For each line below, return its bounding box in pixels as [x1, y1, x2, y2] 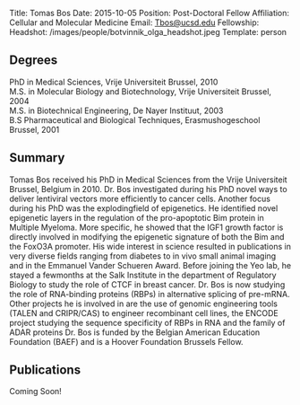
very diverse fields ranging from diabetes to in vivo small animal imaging [9, 251, 277, 261]
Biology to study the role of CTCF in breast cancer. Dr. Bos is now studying [9, 278, 286, 290]
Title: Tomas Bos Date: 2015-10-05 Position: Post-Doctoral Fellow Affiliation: [9, 8, 289, 18]
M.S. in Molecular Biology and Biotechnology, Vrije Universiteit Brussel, [9, 85, 271, 97]
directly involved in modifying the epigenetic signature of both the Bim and [9, 231, 285, 242]
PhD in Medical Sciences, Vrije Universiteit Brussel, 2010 [9, 76, 219, 87]
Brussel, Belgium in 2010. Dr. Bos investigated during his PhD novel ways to [9, 183, 288, 194]
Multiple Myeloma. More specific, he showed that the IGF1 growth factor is [9, 222, 284, 233]
